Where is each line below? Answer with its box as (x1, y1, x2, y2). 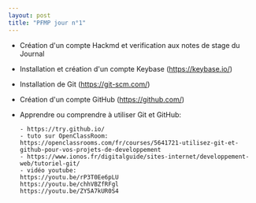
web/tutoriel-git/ (19, 159, 80, 168)
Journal (19, 49, 45, 58)
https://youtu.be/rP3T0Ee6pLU (19, 173, 120, 181)
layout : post (8, 11, 51, 20)
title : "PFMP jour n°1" (8, 19, 87, 27)
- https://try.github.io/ (19, 125, 105, 133)
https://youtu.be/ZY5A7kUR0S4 (19, 186, 120, 195)
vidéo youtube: (27, 166, 77, 174)
